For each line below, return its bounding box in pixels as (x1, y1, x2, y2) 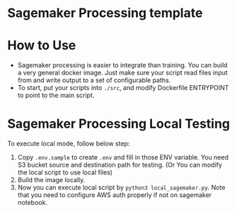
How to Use (7, 38, 76, 54)
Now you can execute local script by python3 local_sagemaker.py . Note (17, 183, 226, 192)
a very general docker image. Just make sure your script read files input (17, 69, 228, 77)
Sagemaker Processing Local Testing (7, 116, 231, 132)
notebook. (17, 199, 48, 207)
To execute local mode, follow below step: (7, 140, 130, 148)
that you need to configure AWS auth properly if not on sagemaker (17, 191, 212, 199)
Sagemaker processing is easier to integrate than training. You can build (17, 61, 228, 69)
